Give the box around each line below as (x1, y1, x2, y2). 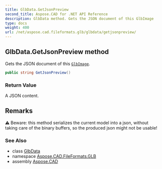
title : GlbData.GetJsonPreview (5, 7, 69, 12)
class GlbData (12, 148, 40, 154)
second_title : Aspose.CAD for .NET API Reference (5, 12, 108, 17)
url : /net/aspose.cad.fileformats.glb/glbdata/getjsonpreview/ (5, 30, 137, 35)
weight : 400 (5, 25, 29, 30)
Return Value (5, 81, 37, 88)
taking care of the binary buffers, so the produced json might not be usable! (5, 125, 158, 131)
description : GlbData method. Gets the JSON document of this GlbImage (5, 16, 154, 21)
